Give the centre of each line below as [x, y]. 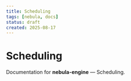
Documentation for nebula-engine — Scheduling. [65, 72]
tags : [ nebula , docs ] [32, 17]
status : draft [23, 22]
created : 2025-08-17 [31, 27]
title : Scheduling [28, 11]
